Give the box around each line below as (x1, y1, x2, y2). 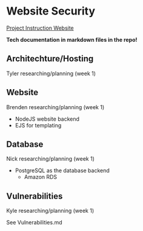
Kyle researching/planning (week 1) (6, 207, 95, 215)
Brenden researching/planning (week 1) (6, 103, 105, 110)
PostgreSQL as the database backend (15, 167, 110, 174)
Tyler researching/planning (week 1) (6, 70, 96, 77)
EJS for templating (15, 121, 62, 129)
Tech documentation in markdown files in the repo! (6, 36, 138, 43)
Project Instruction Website (6, 24, 74, 32)
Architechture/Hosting (6, 53, 94, 64)
